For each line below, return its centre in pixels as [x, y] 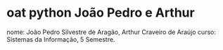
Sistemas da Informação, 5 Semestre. [61, 39]
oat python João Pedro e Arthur [101, 13]
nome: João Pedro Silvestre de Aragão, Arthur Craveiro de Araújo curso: [111, 32]
